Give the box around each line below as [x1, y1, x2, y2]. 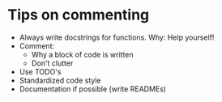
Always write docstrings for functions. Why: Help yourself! [19, 32, 215, 42]
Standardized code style [19, 75, 101, 85]
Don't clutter [31, 58, 74, 68]
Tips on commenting [7, 6, 150, 24]
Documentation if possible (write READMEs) [19, 83, 167, 94]
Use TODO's [19, 66, 62, 76]
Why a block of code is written [31, 49, 134, 59]
